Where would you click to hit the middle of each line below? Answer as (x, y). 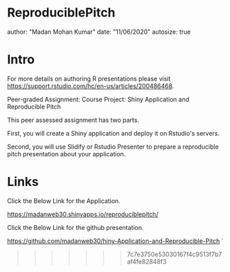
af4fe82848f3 (147, 261)
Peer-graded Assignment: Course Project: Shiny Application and (98, 99)
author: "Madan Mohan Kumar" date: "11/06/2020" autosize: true (99, 32)
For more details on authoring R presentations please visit (89, 79)
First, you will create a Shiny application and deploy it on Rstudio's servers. (114, 133)
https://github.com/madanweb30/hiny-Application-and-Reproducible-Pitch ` (115, 241)
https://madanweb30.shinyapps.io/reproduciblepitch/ (83, 214)
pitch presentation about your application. (66, 154)
